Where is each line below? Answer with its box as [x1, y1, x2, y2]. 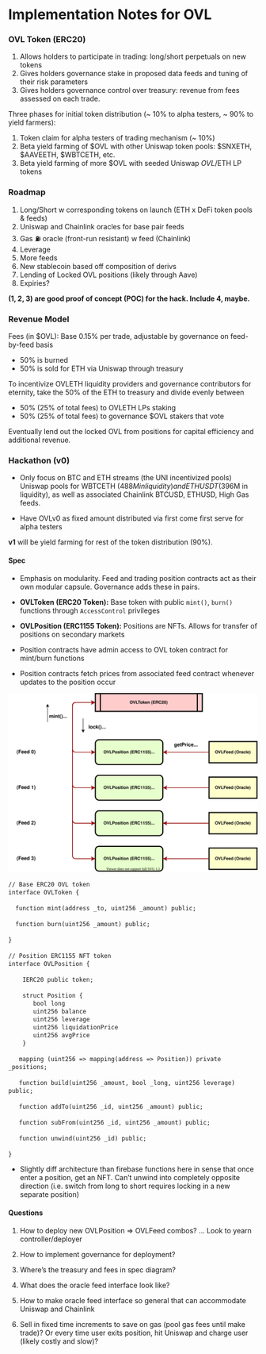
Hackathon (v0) [8, 455, 70, 466]
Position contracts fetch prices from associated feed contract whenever [19, 668, 255, 678]
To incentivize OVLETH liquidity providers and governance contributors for [8, 379, 252, 389]
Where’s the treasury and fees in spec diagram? [19, 1264, 177, 1275]
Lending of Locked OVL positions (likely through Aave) [19, 270, 198, 279]
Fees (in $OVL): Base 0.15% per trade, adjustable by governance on [8, 332, 230, 341]
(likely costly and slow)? [19, 1336, 99, 1346]
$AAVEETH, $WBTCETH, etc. [19, 150, 116, 160]
